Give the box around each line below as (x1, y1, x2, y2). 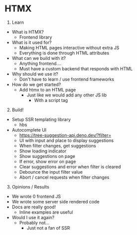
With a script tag (34, 97, 68, 103)
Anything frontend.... (19, 60, 62, 66)
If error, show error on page (19, 158, 76, 164)
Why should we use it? (11, 71, 58, 77)
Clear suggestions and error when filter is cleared (19, 164, 121, 170)
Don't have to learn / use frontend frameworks (19, 76, 115, 82)
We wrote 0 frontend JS (11, 193, 61, 199)
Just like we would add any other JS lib (26, 92, 107, 98)
